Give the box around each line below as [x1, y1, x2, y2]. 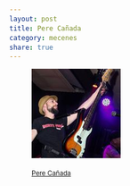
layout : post [9, 14, 58, 23]
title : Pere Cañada [9, 23, 82, 33]
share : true [9, 43, 53, 52]
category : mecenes [9, 33, 77, 42]
